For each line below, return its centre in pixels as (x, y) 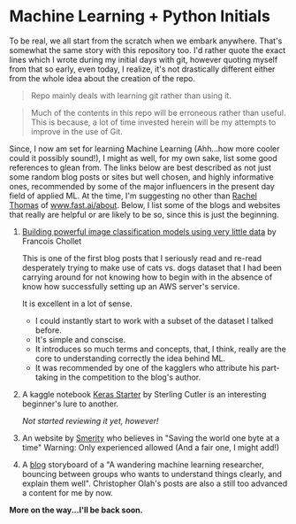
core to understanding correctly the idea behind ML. (130, 358)
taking (47, 377)
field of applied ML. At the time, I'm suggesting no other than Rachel (133, 196)
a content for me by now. (67, 492)
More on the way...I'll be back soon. (76, 510)
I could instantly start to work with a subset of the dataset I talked (154, 320)
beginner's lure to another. (70, 404)
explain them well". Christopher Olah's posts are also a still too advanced (155, 483)
